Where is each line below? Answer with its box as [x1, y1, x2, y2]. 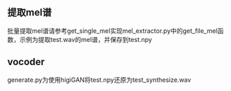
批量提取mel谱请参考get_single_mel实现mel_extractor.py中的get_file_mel [7, 27, 218, 35]
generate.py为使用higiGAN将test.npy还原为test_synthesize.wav [7, 76, 192, 84]
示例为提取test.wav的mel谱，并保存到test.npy [19, 35, 153, 43]
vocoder [7, 56, 45, 68]
